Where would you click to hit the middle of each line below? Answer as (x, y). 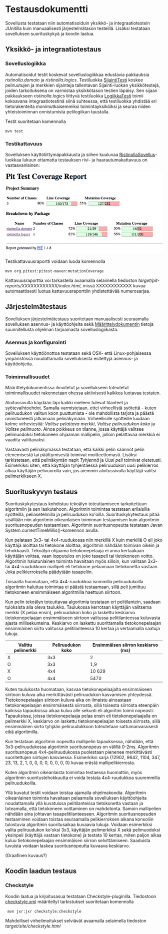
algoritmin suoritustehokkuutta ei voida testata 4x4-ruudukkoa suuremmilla (82, 778)
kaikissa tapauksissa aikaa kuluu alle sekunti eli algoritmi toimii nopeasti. (79, 710)
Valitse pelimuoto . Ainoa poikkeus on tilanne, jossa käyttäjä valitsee (74, 429)
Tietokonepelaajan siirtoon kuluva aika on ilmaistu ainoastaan (68, 700)
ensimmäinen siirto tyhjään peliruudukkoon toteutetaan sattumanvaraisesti (82, 726)
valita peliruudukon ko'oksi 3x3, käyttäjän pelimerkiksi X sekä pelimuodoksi (83, 830)
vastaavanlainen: (22, 165)
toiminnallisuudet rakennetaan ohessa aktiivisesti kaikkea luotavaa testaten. (83, 393)
